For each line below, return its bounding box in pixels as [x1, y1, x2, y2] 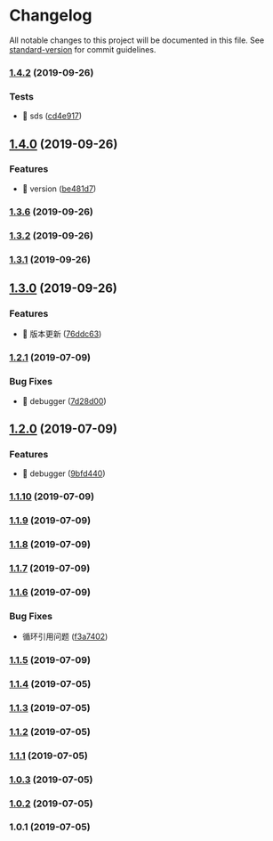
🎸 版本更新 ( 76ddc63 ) [21, 328, 102, 339]
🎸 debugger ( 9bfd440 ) [21, 468, 106, 479]
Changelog [9, 5, 92, 26]
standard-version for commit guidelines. [9, 44, 157, 54]
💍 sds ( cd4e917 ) [21, 110, 83, 121]
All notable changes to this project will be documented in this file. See [9, 35, 265, 45]
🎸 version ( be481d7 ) [21, 183, 97, 194]
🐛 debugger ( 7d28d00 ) [21, 395, 107, 406]
